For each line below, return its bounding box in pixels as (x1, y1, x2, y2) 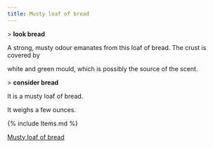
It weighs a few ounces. (7, 105, 76, 113)
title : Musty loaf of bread (7, 10, 90, 18)
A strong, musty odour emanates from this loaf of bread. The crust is (7, 43, 207, 51)
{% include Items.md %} (7, 119, 79, 128)
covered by (7, 51, 40, 59)
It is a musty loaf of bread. (7, 92, 84, 100)
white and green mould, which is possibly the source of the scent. (7, 64, 198, 73)
